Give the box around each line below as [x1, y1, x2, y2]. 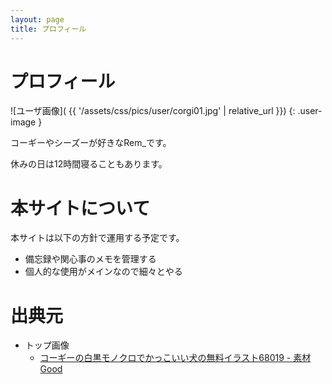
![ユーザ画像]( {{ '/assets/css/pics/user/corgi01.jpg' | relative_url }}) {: [10, 105, 296, 117]
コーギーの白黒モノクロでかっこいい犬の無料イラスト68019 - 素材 [39, 352, 312, 364]
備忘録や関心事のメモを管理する [24, 253, 157, 265]
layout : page [10, 14, 65, 25]
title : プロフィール [10, 24, 87, 34]
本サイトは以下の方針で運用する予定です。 [10, 232, 185, 244]
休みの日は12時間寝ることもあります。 [10, 158, 168, 170]
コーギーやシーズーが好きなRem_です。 [10, 137, 172, 149]
